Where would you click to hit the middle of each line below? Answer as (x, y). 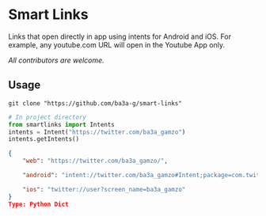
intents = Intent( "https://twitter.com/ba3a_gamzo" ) (97, 132)
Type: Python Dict (38, 204)
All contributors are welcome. (56, 60)
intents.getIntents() (44, 139)
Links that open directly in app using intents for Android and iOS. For (120, 36)
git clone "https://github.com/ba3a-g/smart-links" (95, 103)
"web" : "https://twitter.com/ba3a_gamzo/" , (95, 161)
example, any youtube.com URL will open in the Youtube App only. (117, 44)
